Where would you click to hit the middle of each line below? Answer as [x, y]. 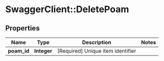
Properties [23, 28]
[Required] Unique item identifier [97, 51]
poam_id [19, 51]
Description [97, 42]
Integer [43, 51]
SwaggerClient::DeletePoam [67, 9]
